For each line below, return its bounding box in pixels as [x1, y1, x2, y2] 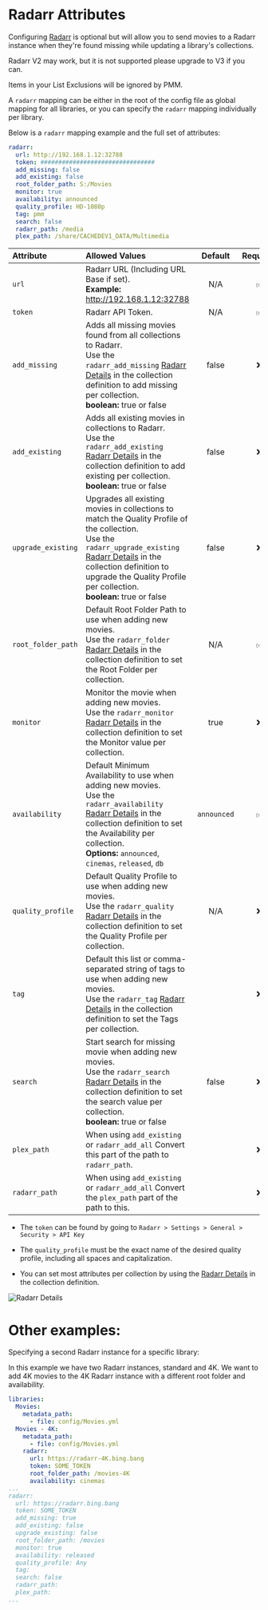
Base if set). [85, 274, 131, 285]
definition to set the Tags [85, 1013, 179, 1025]
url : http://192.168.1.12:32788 [15, 150, 124, 159]
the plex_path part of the [85, 1192, 178, 1204]
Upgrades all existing [85, 494, 165, 505]
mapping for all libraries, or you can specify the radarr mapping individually [8, 104, 257, 113]
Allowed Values [85, 250, 146, 261]
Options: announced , [85, 848, 160, 859]
